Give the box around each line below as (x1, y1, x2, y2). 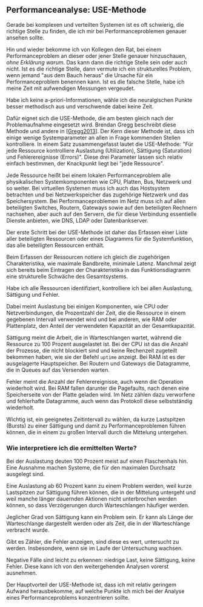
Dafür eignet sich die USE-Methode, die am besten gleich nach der (6, 114, 174, 122)
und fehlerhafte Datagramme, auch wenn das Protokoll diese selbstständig (6, 397, 193, 404)
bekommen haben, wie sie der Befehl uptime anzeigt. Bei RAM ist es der (6, 353, 186, 361)
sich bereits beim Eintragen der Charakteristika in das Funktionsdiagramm (6, 266, 191, 273)
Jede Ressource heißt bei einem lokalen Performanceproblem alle (6, 172, 171, 179)
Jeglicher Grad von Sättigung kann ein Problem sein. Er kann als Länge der (6, 513, 194, 521)
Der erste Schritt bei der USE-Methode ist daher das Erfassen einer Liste (6, 228, 188, 236)
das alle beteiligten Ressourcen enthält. (6, 241, 105, 249)
